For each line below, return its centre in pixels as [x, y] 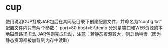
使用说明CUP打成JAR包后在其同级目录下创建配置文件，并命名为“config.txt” [84, 21]
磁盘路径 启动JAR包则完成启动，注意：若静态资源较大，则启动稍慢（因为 [85, 34]
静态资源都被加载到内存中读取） [38, 40]
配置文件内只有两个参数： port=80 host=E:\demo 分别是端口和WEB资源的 [82, 28]
